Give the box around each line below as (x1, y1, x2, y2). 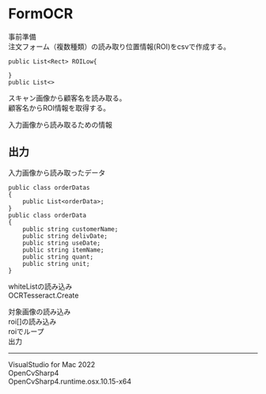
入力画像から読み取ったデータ (8, 168, 105, 177)
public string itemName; (22, 246, 104, 254)
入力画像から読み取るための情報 (8, 119, 112, 129)
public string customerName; (22, 225, 119, 233)
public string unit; (22, 260, 90, 267)
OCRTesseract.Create (8, 290, 79, 300)
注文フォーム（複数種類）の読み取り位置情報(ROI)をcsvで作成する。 (8, 41, 231, 51)
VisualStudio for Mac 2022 (8, 359, 96, 369)
